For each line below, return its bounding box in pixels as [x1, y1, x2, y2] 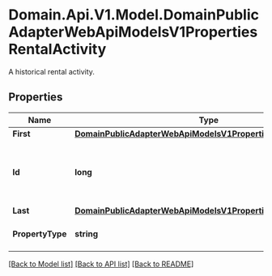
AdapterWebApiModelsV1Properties [8, 23, 258, 41]
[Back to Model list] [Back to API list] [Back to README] [8, 259, 194, 269]
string [74, 228, 99, 240]
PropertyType [12, 228, 67, 240]
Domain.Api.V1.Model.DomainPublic [8, 6, 260, 24]
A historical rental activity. [8, 66, 96, 76]
